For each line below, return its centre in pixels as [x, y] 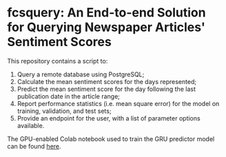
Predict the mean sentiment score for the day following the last [106, 89]
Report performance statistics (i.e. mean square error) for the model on [118, 103]
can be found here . [34, 146]
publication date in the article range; [69, 96]
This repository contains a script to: [58, 61]
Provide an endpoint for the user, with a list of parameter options [109, 118]
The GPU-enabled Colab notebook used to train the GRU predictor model [111, 138]
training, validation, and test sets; [64, 111]
